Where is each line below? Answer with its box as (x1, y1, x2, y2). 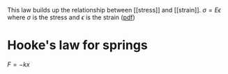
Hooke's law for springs (7, 37, 148, 53)
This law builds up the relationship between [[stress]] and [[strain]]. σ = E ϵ (7, 6, 222, 14)
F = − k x (7, 60, 30, 68)
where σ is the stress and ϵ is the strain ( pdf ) (7, 13, 136, 21)
